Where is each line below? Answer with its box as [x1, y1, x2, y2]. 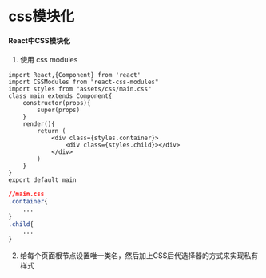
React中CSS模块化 [8, 35, 70, 45]
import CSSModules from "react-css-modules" [8, 78, 159, 87]
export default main [8, 176, 77, 184]
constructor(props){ [22, 99, 91, 107]
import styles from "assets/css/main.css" [8, 85, 152, 93]
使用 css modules [19, 55, 78, 65]
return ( [37, 127, 66, 135]
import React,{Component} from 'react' [8, 71, 141, 79]
